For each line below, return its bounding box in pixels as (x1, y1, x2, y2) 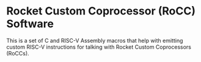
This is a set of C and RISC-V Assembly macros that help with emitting (6, 37, 183, 44)
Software (6, 17, 54, 31)
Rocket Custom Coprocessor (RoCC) (6, 4, 196, 18)
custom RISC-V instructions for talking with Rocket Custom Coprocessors (6, 43, 191, 51)
